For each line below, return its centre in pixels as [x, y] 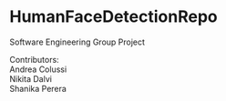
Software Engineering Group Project [77, 42]
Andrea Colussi [38, 69]
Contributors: [34, 59]
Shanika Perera [38, 88]
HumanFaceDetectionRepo [113, 17]
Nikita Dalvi [31, 78]
